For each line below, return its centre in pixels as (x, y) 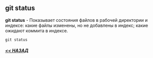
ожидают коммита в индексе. (37, 30)
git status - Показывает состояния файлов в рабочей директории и (76, 20)
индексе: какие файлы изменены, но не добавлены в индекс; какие (77, 25)
